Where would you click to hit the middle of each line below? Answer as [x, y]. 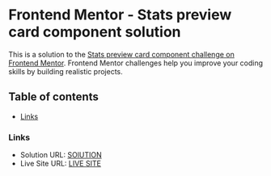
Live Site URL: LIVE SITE [60, 164]
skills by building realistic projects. [66, 71]
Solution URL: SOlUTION [61, 155]
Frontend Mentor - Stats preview [120, 15]
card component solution [95, 32]
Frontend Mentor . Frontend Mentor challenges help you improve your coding [136, 63]
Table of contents [53, 97]
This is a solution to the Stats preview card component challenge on [121, 54]
